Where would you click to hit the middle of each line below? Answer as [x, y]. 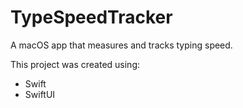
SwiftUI [40, 94]
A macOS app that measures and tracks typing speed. [121, 45]
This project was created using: [75, 64]
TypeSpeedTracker [91, 17]
